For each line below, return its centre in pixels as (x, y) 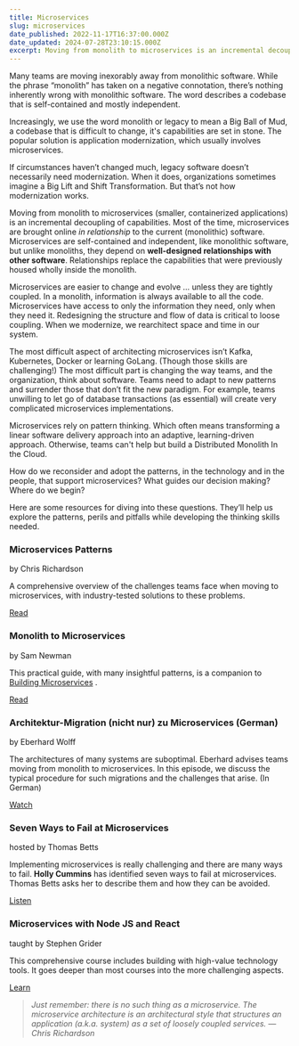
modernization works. (49, 196)
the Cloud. (28, 454)
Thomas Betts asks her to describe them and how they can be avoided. (140, 884)
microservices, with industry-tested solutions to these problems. (127, 596)
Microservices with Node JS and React (95, 924)
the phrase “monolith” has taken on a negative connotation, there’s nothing (146, 86)
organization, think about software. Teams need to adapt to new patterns (143, 380)
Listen (20, 901)
